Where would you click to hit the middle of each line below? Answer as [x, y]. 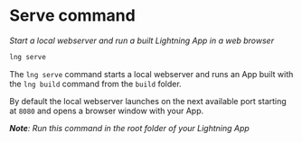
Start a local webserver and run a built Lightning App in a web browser [142, 40]
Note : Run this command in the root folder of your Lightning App [130, 128]
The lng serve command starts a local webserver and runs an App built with [151, 74]
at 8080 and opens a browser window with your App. [107, 111]
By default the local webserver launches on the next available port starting [148, 101]
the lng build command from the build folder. [96, 84]
